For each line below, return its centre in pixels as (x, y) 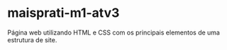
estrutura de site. (32, 39)
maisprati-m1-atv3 (63, 13)
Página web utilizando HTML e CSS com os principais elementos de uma (113, 32)
